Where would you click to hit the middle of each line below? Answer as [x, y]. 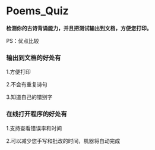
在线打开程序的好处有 [37, 114]
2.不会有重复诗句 [27, 85]
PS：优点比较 [23, 40]
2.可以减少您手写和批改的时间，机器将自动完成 [63, 140]
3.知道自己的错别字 [29, 97]
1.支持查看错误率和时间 [34, 128]
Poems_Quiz [38, 11]
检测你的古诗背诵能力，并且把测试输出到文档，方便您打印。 [79, 28]
